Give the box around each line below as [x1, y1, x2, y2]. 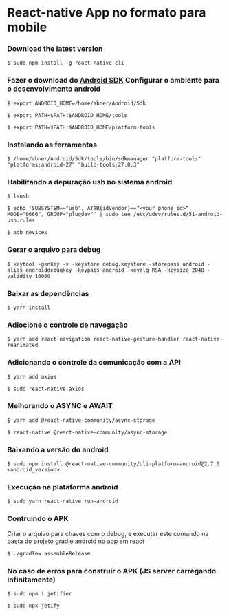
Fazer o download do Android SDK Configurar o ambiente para [7, 76, 220, 85]
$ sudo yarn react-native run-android [7, 498, 118, 505]
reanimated [7, 342, 39, 349]
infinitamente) [7, 575, 56, 584]
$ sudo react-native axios [7, 385, 85, 392]
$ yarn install [7, 304, 51, 311]
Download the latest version [7, 44, 103, 54]
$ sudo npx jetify [7, 602, 60, 610]
